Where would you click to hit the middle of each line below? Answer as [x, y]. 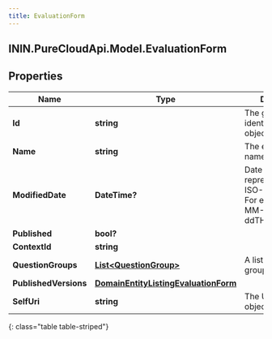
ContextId [32, 247]
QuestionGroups [45, 264]
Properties [36, 77]
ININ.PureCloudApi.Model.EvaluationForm [118, 49]
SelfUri [26, 301]
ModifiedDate [39, 195]
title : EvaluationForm [47, 16]
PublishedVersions [50, 283]
